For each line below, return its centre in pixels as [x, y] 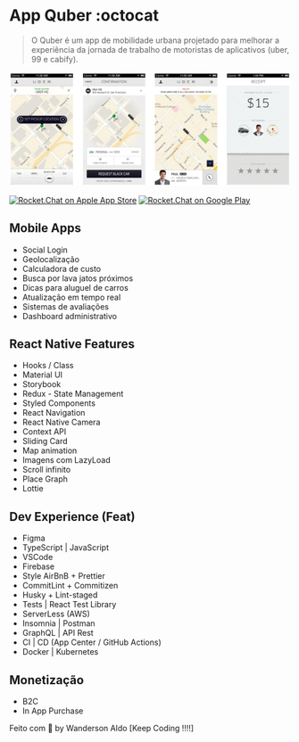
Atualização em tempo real [71, 297]
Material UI [42, 375]
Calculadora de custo [62, 268]
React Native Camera [61, 422]
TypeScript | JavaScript [66, 548]
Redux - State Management [73, 394]
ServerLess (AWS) [56, 614]
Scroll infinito [46, 470]
